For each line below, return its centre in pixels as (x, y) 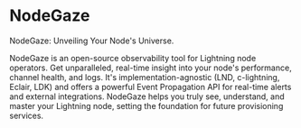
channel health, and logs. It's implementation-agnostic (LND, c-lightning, (145, 77)
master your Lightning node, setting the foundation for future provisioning (146, 105)
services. (26, 115)
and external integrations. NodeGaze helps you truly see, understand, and (147, 96)
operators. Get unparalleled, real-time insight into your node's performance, (150, 68)
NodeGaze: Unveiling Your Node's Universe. (92, 41)
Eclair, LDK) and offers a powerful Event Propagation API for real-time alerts (150, 87)
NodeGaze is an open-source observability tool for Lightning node (133, 58)
